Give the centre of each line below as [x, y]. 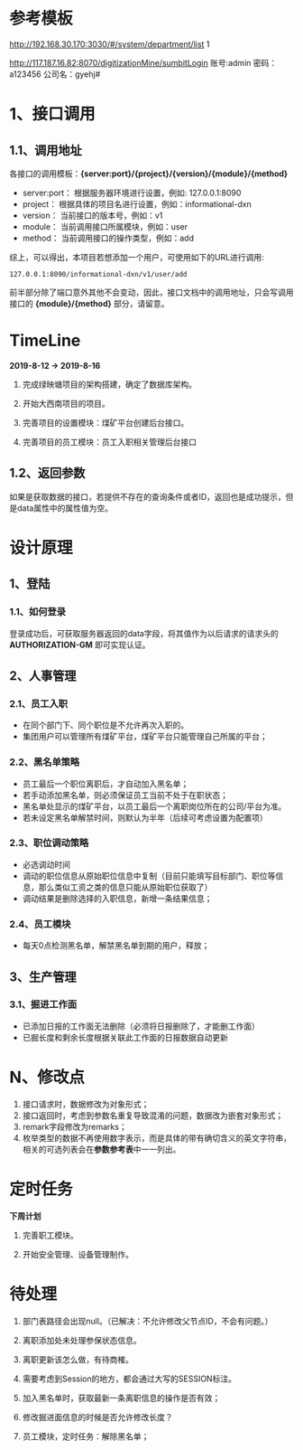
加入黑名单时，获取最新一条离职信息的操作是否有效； [121, 1398]
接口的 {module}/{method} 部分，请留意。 [89, 303]
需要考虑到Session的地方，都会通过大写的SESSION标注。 [129, 1379]
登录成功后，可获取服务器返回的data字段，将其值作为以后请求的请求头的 [144, 633]
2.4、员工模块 [40, 924]
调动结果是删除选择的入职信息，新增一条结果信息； [117, 898]
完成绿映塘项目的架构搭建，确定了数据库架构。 [109, 384]
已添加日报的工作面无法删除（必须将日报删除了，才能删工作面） [141, 1026]
